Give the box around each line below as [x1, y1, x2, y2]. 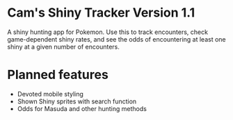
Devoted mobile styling [17, 89, 83, 98]
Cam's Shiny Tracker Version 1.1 [7, 5, 195, 21]
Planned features [7, 67, 109, 83]
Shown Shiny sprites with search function [17, 97, 137, 105]
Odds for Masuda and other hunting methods [17, 104, 147, 112]
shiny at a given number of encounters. [7, 42, 120, 51]
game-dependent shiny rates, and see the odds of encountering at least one [7, 35, 226, 43]
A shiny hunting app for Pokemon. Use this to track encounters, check [7, 28, 209, 36]
